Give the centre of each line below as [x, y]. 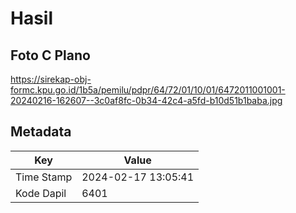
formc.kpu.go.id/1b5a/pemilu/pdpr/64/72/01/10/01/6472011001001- [148, 90]
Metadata [41, 132]
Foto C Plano [50, 55]
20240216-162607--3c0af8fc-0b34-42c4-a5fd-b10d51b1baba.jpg [146, 100]
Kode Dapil [41, 193]
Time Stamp [44, 177]
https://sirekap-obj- [51, 79]
